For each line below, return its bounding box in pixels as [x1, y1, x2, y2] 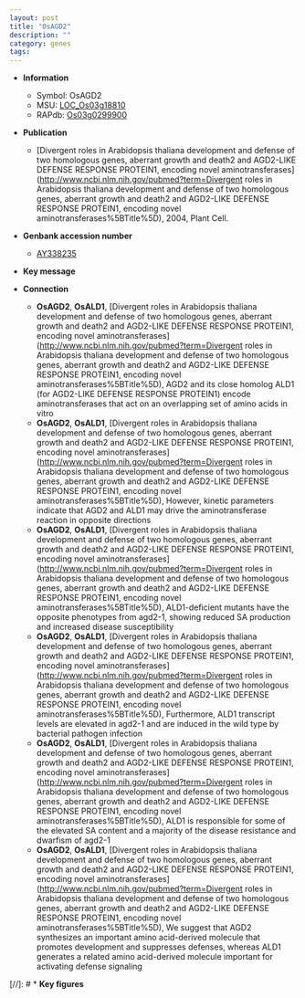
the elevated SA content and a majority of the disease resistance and [36, 825, 297, 836]
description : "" [9, 30, 71, 39]
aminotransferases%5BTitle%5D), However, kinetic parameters [36, 495, 274, 507]
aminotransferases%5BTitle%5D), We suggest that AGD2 [36, 922, 252, 933]
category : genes [9, 38, 71, 48]
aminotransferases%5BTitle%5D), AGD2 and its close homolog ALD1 [36, 379, 295, 390]
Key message [22, 266, 76, 277]
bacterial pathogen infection [36, 728, 143, 740]
